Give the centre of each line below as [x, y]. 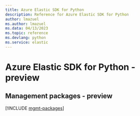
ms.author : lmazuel [26, 24]
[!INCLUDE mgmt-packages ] [35, 108]
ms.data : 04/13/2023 [27, 28]
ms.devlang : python [26, 38]
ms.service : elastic [27, 42]
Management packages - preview [59, 96]
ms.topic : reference [27, 33]
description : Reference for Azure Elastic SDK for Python [67, 14]
